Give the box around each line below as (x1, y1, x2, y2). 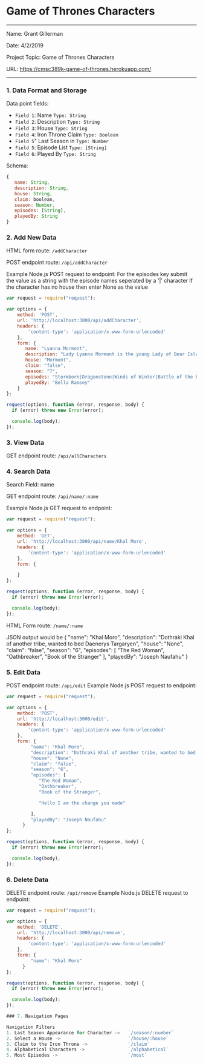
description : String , (14, 185, 69, 191)
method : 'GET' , (17, 533, 56, 539)
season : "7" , (25, 368, 59, 374)
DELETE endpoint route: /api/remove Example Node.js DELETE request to (6, 889, 188, 896)
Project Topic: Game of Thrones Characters (6, 53, 115, 61)
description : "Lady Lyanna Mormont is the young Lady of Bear (25, 351, 185, 357)
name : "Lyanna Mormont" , (25, 346, 88, 352)
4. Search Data (6, 467, 51, 476)
